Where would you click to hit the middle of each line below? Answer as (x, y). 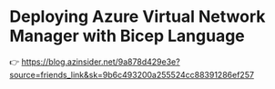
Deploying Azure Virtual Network (137, 17)
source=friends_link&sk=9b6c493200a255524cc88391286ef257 (132, 74)
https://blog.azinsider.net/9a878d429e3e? (101, 62)
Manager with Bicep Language (127, 36)
